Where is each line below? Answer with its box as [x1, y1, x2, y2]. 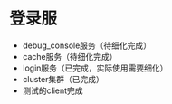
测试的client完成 [22, 85, 83, 96]
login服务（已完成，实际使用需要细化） [22, 62, 168, 73]
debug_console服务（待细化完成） [22, 40, 152, 51]
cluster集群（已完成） [22, 73, 104, 84]
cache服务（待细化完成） [22, 51, 118, 61]
